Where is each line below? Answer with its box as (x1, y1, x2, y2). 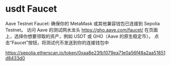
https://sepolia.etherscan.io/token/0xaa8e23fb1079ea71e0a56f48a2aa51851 (5, 49, 166, 56)
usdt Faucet (5, 3, 57, 15)
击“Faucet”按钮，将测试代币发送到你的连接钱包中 (5, 39, 109, 46)
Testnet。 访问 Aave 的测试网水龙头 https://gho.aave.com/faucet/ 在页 (5, 26, 154, 33)
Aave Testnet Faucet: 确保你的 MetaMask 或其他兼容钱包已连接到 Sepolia (5, 20, 160, 26)
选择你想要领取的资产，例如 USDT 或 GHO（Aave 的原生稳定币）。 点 (14, 33, 159, 39)
